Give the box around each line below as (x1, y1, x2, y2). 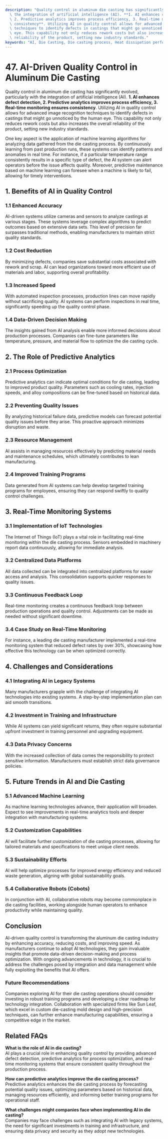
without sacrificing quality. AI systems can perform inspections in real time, (5, 298, 160, 304)
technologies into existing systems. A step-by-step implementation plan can (5, 694, 162, 700)
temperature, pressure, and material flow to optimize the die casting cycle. (5, 338, 158, 344)
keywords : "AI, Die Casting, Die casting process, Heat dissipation (5, 40, 151, 45)
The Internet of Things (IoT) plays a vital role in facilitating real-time (5, 533, 144, 540)
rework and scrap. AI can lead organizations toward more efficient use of (5, 263, 156, 270)
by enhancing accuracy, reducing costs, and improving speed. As (5, 940, 140, 946)
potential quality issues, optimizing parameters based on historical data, (5, 1086, 153, 1092)
